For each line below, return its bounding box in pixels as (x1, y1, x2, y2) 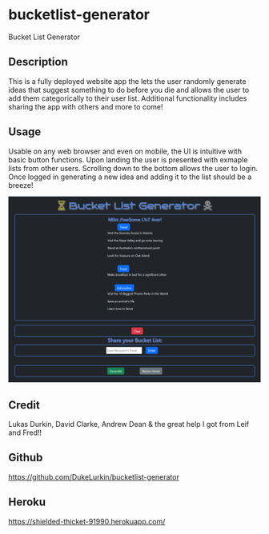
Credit (8, 398, 40, 412)
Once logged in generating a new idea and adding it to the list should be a (8, 172, 252, 181)
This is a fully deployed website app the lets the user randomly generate (8, 76, 247, 86)
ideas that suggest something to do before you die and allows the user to (8, 85, 250, 94)
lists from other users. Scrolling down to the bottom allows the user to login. (8, 163, 259, 173)
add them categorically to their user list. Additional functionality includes (8, 94, 247, 103)
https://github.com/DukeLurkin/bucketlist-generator (8, 472, 180, 481)
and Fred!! (8, 428, 42, 437)
